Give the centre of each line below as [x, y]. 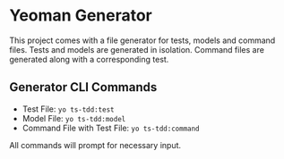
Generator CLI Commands [83, 87]
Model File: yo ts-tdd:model [74, 118]
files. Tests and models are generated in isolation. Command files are [137, 49]
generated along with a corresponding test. [89, 59]
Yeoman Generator [81, 16]
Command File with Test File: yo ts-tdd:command [111, 128]
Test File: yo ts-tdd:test [68, 109]
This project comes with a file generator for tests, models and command [142, 40]
